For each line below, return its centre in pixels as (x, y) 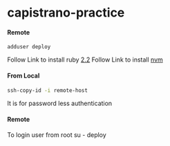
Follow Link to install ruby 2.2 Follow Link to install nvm (85, 60)
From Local (23, 75)
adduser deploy (29, 47)
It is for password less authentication (60, 103)
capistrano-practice (66, 13)
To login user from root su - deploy (57, 135)
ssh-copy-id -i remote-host (48, 90)
